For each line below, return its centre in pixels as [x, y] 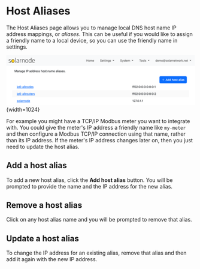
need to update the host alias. [43, 147]
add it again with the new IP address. [52, 259]
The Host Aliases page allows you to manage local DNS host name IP [91, 28]
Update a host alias [43, 238]
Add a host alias [37, 165]
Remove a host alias [44, 205]
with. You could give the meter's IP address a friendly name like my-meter [96, 127]
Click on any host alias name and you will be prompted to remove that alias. [99, 220]
